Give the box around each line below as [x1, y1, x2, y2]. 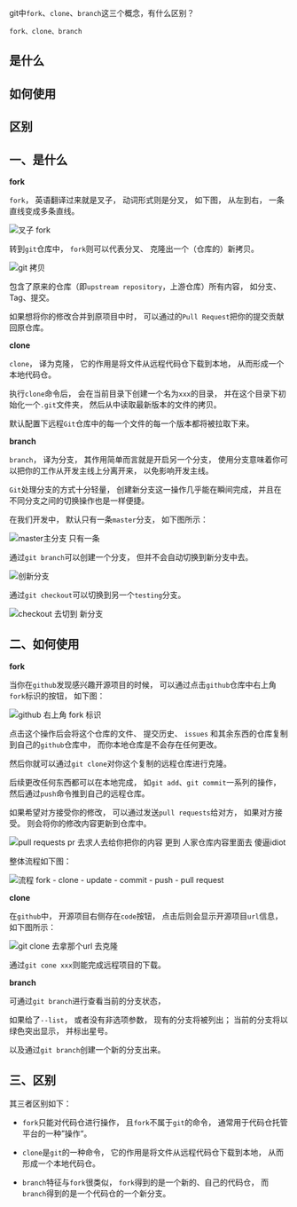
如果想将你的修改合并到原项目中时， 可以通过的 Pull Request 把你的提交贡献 [9, 311, 285, 321]
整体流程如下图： [9, 856, 72, 866]
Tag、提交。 [9, 292, 55, 303]
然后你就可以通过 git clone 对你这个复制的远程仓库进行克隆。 [9, 758, 232, 769]
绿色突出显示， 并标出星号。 [9, 1025, 113, 1036]
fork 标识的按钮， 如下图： [9, 690, 106, 701]
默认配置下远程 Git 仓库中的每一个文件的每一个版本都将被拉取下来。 [9, 418, 254, 429]
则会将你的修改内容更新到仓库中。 [26, 817, 152, 828]
